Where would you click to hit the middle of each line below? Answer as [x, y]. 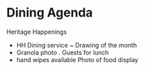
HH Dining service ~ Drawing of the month [77, 45]
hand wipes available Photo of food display [77, 59]
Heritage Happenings [37, 32]
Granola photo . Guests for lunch [63, 52]
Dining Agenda [50, 13]
